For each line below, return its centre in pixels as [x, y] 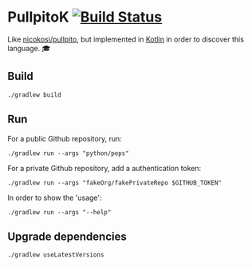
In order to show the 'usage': [55, 197]
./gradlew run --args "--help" [59, 212]
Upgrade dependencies [67, 236]
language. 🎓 [29, 48]
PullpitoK [38, 17]
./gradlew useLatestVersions [56, 255]
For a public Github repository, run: [65, 138]
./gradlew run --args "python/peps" [68, 153]
